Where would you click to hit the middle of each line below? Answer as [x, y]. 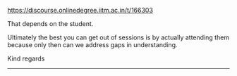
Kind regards [26, 58]
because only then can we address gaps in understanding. [92, 45]
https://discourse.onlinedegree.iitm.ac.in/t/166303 [80, 10]
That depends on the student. [50, 24]
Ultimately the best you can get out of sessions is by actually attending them [119, 37]
